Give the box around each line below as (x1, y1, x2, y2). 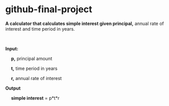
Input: (5, 45, 18, 51)
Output (5, 85, 21, 91)
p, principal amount (11, 55, 52, 62)
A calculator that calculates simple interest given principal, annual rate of (5, 20, 164, 26)
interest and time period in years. (5, 25, 75, 32)
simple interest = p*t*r (11, 95, 60, 101)
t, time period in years (11, 65, 58, 71)
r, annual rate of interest (11, 75, 62, 81)
